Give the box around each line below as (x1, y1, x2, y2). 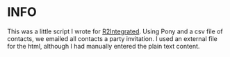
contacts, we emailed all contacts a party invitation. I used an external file (7, 34, 217, 42)
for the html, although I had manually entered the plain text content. (7, 42, 200, 50)
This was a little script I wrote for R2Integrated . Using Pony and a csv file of (7, 27, 224, 35)
